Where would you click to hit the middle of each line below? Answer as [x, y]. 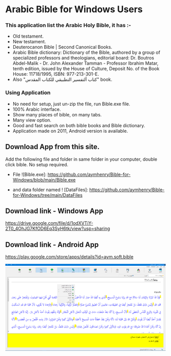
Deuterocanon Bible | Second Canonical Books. [62, 47]
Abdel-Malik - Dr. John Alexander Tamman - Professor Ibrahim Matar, [85, 63]
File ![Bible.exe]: [30, 174]
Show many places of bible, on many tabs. [57, 114]
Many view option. [32, 120]
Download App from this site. [53, 147]
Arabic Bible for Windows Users [74, 9]
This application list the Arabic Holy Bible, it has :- [68, 25]
